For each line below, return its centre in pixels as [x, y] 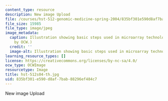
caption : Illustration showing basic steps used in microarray [77, 38]
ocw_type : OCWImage [25, 65]
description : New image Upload [38, 14]
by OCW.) [23, 42]
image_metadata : [22, 33]
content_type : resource [30, 10]
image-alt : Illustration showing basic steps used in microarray [79, 51]
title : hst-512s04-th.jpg [32, 75]
